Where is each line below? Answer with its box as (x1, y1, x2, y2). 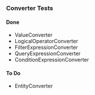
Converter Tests (6, 4, 53, 12)
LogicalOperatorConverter (14, 38, 78, 45)
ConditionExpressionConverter (14, 57, 89, 64)
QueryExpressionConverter (14, 50, 81, 57)
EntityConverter (14, 83, 53, 90)
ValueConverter (14, 31, 53, 38)
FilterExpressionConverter (14, 44, 78, 51)
